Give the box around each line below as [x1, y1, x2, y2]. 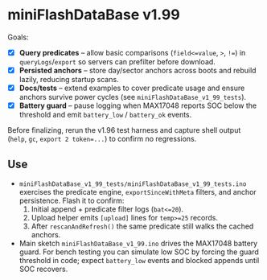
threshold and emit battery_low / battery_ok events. [18, 110, 192, 120]
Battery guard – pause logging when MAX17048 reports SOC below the [18, 101, 257, 110]
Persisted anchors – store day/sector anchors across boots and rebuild [18, 66, 257, 75]
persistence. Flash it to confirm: [18, 196, 125, 205]
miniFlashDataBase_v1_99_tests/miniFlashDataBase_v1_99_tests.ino [18, 180, 247, 188]
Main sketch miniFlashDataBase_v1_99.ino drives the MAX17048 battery [18, 239, 258, 248]
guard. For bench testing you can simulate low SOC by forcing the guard [18, 247, 259, 257]
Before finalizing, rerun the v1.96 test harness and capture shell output [7, 126, 241, 135]
